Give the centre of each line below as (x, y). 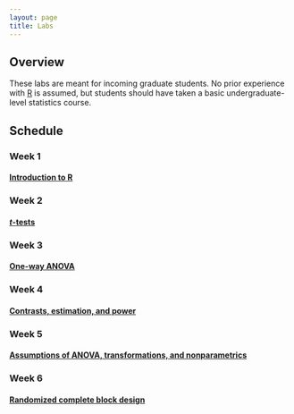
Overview (37, 62)
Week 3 (26, 245)
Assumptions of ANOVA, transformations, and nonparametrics (128, 355)
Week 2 (26, 200)
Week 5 (26, 334)
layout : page (34, 17)
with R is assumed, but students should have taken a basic (117, 93)
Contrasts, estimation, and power (73, 310)
